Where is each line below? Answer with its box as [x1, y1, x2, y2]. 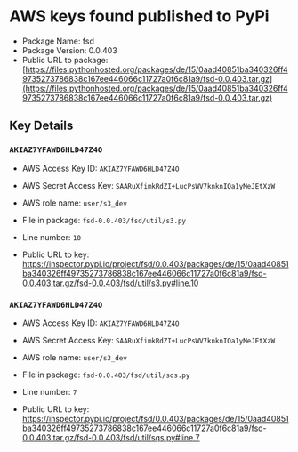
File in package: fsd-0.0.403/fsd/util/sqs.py [21, 369, 190, 380]
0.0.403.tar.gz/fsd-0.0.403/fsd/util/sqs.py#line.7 [21, 432, 200, 442]
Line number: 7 [21, 386, 77, 397]
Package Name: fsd [21, 36, 95, 46]
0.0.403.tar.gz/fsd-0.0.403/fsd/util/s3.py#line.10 [21, 278, 199, 288]
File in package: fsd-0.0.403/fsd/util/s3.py [21, 214, 187, 225]
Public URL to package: [21, 54, 109, 65]
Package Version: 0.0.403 [21, 44, 117, 55]
